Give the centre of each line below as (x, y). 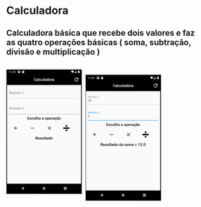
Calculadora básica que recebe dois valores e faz (101, 33)
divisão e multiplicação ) (53, 52)
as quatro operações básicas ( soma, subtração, (99, 42)
